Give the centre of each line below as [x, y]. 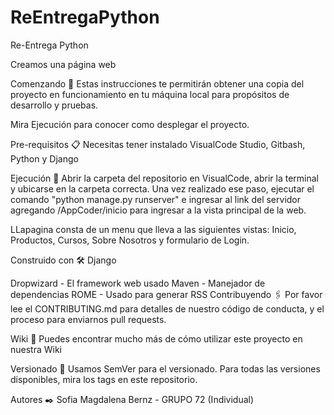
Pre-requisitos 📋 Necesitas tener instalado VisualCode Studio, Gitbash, [158, 144]
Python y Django [44, 158]
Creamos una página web [63, 64]
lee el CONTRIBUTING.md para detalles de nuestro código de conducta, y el [167, 308]
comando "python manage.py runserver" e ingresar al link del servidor [156, 199]
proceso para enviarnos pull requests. [88, 319]
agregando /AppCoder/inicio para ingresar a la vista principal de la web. [158, 210]
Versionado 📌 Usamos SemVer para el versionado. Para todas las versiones [165, 368]
